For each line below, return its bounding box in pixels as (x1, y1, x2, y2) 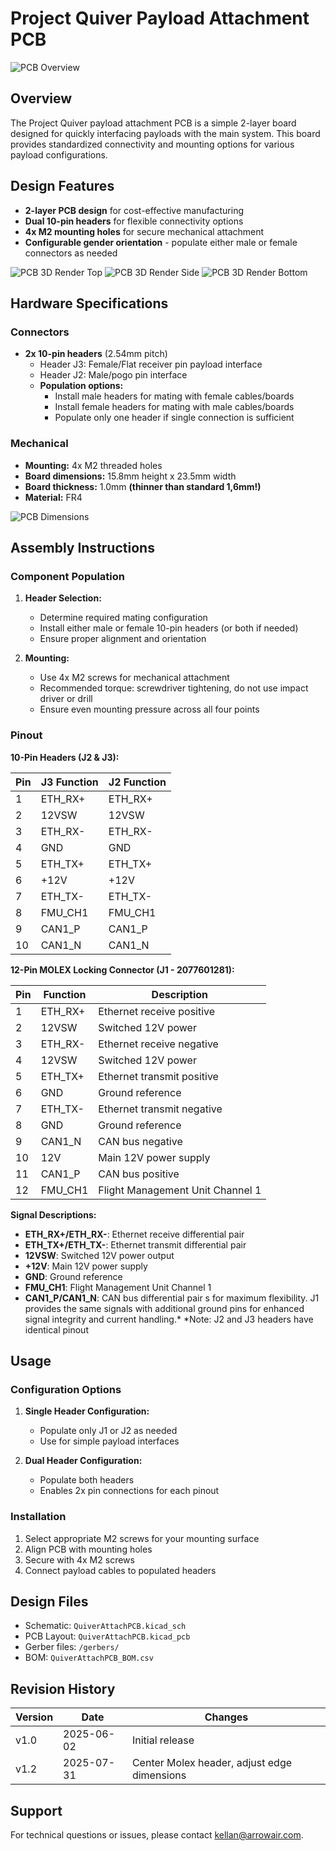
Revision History (10, 1680, 116, 1697)
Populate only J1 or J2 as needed (39, 1425, 178, 1437)
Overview (10, 90, 73, 107)
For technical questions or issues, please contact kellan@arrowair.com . (10, 1828, 304, 1841)
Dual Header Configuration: (24, 1455, 143, 1467)
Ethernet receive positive (98, 1004, 216, 1018)
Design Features (10, 178, 115, 195)
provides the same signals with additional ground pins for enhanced (24, 1302, 305, 1314)
